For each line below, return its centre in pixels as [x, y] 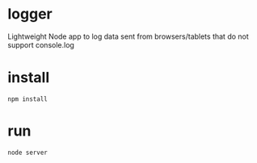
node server [27, 153]
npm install [27, 99]
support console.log [41, 44]
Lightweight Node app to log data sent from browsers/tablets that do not [128, 36]
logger [30, 14]
